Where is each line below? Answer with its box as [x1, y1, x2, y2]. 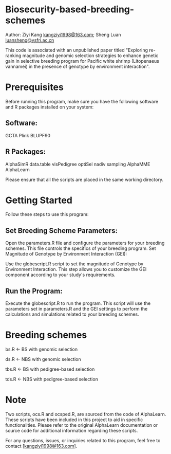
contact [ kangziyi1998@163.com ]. [5, 443, 78, 449]
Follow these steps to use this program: [5, 211, 89, 217]
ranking [5, 52, 22, 59]
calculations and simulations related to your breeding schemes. [5, 311, 140, 317]
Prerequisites [5, 81, 64, 93]
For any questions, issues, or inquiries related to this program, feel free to [5, 437, 161, 443]
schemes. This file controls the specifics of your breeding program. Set [5, 245, 156, 251]
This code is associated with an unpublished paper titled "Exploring [5, 47, 148, 53]
